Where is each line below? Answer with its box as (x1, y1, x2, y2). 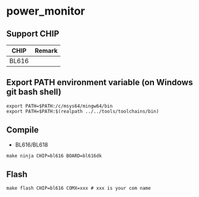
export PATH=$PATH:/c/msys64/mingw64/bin (6, 103, 113, 109)
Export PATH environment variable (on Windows (6, 77, 194, 88)
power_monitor (6, 4, 85, 18)
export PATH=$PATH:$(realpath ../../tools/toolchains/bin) (6, 108, 159, 114)
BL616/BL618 (15, 141, 49, 148)
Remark (34, 47, 58, 55)
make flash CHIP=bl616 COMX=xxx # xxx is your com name (6, 185, 151, 192)
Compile (6, 125, 39, 135)
